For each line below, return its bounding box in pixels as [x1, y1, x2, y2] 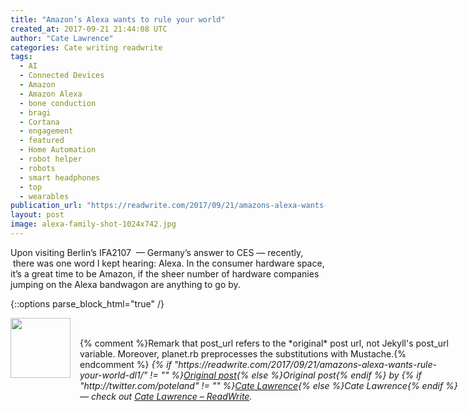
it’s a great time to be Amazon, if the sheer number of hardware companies [10, 267, 320, 280]
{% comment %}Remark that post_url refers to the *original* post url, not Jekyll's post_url [79, 337, 449, 349]
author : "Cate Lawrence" [10, 33, 114, 43]
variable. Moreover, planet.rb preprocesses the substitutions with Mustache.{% [79, 347, 407, 360]
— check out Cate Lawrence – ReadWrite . [79, 390, 253, 402]
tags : [10, 52, 33, 62]
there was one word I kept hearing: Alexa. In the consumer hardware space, [12, 257, 325, 269]
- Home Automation [19, 145, 97, 155]
